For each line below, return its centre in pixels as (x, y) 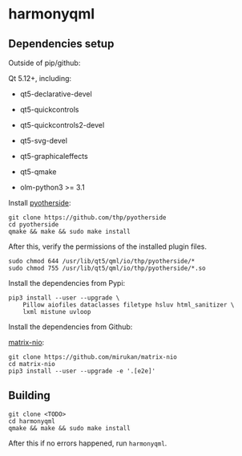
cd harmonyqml (32, 421)
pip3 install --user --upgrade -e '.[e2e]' (82, 371)
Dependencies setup (61, 44)
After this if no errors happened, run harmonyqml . (88, 443)
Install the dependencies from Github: (71, 327)
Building (29, 395)
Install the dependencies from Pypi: (67, 283)
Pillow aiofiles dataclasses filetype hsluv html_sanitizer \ (129, 305)
